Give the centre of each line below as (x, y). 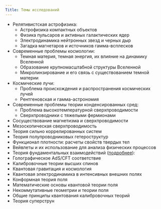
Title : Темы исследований (32, 10)
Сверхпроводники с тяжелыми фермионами (68, 115)
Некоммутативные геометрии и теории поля (60, 190)
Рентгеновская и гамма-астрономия (59, 99)
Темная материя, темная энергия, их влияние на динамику (84, 56)
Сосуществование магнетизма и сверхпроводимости (70, 120)
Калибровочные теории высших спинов (55, 163)
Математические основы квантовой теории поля (65, 185)
